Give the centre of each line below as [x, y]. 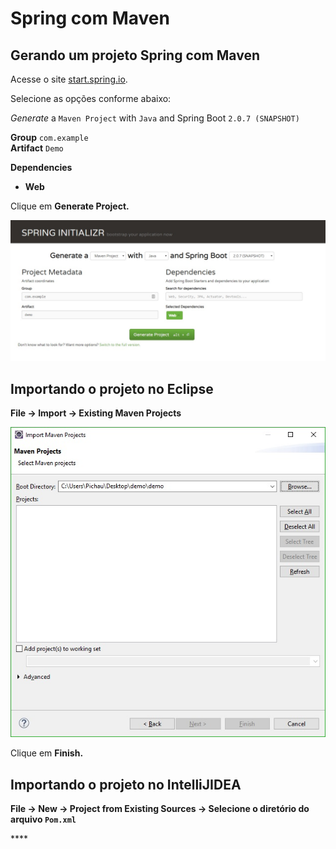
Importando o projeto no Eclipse [112, 388]
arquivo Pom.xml [43, 819]
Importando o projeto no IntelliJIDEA [126, 784]
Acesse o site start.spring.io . [69, 79]
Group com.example [49, 137]
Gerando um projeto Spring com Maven [135, 55]
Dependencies [41, 167]
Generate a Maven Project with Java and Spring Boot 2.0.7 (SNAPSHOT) [155, 118]
